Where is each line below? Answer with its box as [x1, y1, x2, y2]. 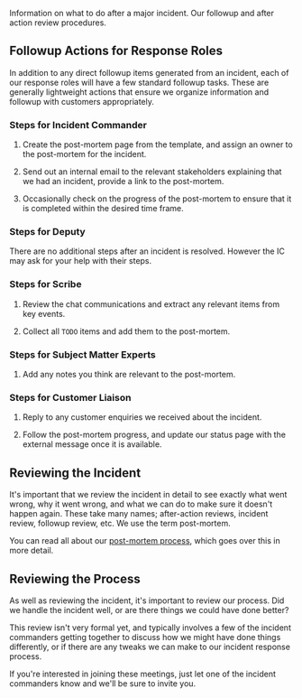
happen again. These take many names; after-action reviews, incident [9, 508, 269, 519]
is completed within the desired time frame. [22, 203, 185, 214]
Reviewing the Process [9, 571, 142, 586]
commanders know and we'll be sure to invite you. [9, 677, 197, 689]
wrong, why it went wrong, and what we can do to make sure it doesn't [9, 498, 273, 509]
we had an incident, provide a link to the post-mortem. [22, 176, 224, 187]
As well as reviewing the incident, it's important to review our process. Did [9, 595, 285, 606]
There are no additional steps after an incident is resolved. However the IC [9, 246, 286, 256]
